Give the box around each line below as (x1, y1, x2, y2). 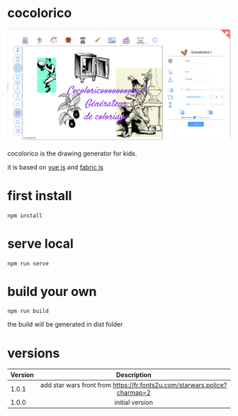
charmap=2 (116, 388, 151, 397)
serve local (7, 236, 74, 251)
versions (7, 345, 60, 361)
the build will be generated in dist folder (7, 320, 123, 329)
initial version (114, 398, 154, 407)
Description (115, 371, 152, 379)
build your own (7, 283, 97, 300)
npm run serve (7, 260, 50, 267)
